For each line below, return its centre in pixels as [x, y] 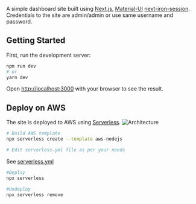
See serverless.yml [30, 161]
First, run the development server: [49, 55]
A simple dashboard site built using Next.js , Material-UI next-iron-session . [98, 9]
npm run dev [21, 66]
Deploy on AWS [36, 108]
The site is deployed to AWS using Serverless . [64, 123]
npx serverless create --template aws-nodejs [64, 139]
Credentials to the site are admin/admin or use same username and [90, 15]
